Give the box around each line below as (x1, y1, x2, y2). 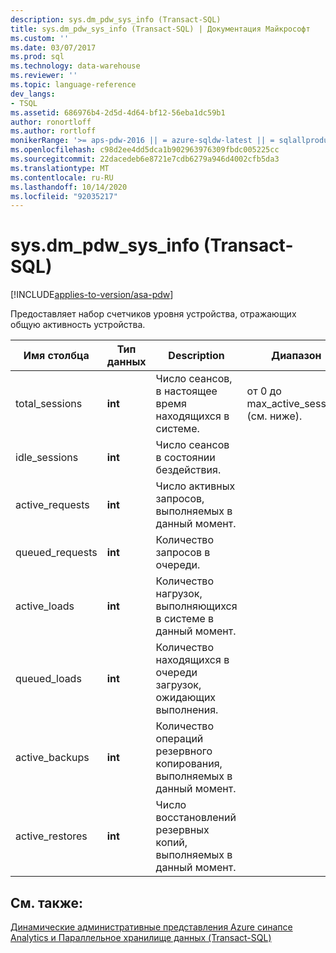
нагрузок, (155, 587, 203, 601)
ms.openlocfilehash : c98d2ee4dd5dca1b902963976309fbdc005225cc (10, 145, 280, 155)
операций (155, 732, 204, 746)
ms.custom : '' (10, 33, 70, 43)
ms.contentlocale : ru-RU (10, 172, 114, 183)
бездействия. (155, 463, 222, 477)
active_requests (15, 498, 90, 512)
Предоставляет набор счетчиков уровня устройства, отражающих (10, 308, 297, 320)
